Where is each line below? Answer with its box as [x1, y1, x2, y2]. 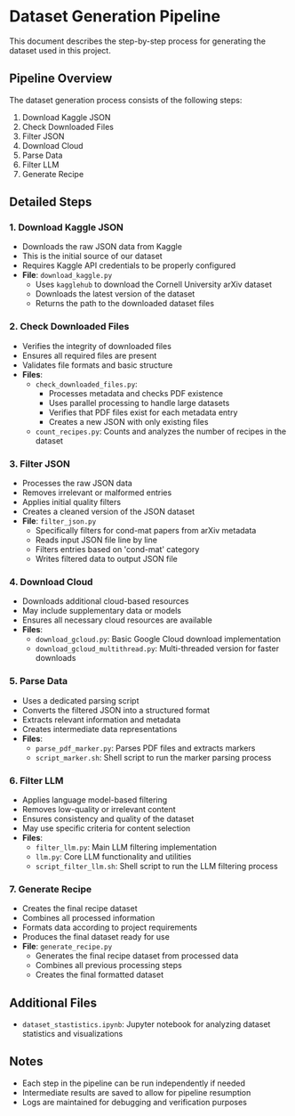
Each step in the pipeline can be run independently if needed [21, 1078, 246, 1088]
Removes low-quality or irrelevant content [21, 803, 176, 814]
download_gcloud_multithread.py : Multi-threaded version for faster [35, 643, 280, 654]
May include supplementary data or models [21, 606, 182, 616]
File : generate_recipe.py [21, 941, 113, 952]
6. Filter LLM [9, 774, 64, 786]
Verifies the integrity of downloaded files [21, 340, 171, 351]
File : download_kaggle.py [21, 270, 113, 281]
